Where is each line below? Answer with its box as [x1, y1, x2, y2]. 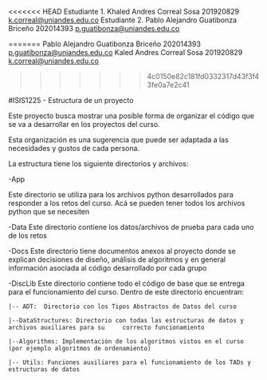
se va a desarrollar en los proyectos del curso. [8, 120, 161, 129]
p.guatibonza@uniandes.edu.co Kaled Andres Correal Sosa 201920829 [8, 48, 243, 57]
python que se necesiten [8, 207, 90, 216]
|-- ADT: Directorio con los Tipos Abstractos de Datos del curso [8, 303, 238, 311]
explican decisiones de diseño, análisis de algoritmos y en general [8, 255, 226, 264]
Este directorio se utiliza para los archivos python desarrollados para [8, 190, 234, 199]
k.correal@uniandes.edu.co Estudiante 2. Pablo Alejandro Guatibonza [8, 15, 238, 25]
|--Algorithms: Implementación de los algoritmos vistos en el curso [8, 338, 245, 346]
